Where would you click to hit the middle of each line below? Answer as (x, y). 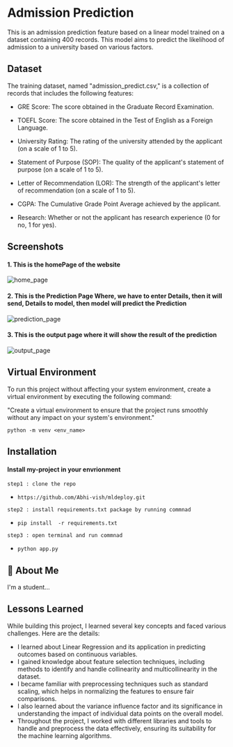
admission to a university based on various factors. (80, 47)
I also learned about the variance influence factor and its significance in (120, 706)
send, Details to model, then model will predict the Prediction (97, 303)
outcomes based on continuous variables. (77, 654)
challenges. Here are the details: (54, 633)
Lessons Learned (45, 609)
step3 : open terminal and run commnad (65, 536)
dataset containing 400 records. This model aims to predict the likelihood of (116, 39)
